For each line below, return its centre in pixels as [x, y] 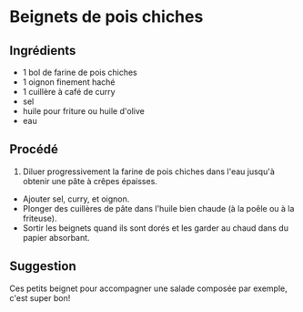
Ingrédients [43, 51]
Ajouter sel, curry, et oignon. [76, 199]
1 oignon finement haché [69, 82]
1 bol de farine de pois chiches [80, 72]
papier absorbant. [56, 237]
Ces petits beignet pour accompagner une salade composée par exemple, [149, 288]
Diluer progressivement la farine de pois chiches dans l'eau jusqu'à [148, 172]
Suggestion [43, 266]
